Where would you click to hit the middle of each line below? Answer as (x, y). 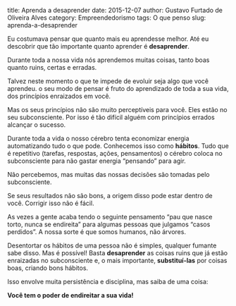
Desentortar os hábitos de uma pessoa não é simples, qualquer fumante (112, 245)
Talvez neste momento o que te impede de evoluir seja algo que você (108, 81)
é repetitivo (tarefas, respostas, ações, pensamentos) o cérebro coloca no (115, 153)
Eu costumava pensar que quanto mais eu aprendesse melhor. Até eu (108, 39)
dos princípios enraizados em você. (59, 96)
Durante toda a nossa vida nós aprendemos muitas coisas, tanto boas (108, 60)
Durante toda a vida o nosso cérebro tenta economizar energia (98, 138)
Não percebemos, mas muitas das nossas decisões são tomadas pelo (108, 175)
